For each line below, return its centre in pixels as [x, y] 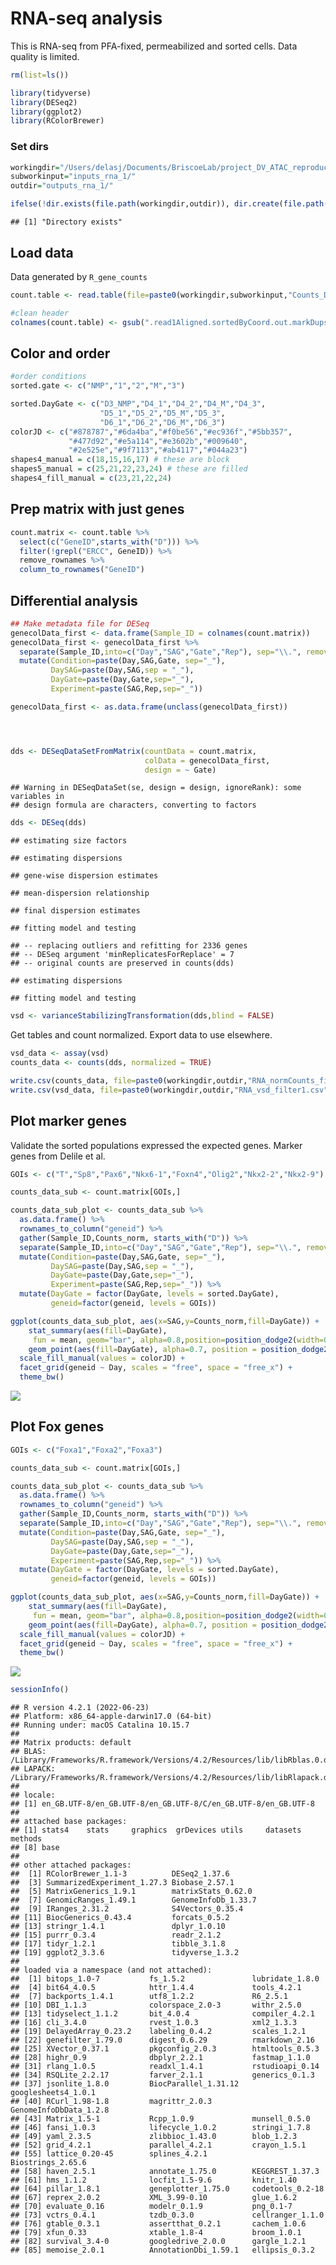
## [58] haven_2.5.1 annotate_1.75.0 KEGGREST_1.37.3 [165, 2172]
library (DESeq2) [44, 102]
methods [26, 1839]
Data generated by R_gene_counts [79, 276]
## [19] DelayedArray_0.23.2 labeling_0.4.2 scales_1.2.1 [158, 2032]
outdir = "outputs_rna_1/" [62, 186]
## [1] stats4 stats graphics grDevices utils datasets [156, 1830]
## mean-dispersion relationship [80, 893]
